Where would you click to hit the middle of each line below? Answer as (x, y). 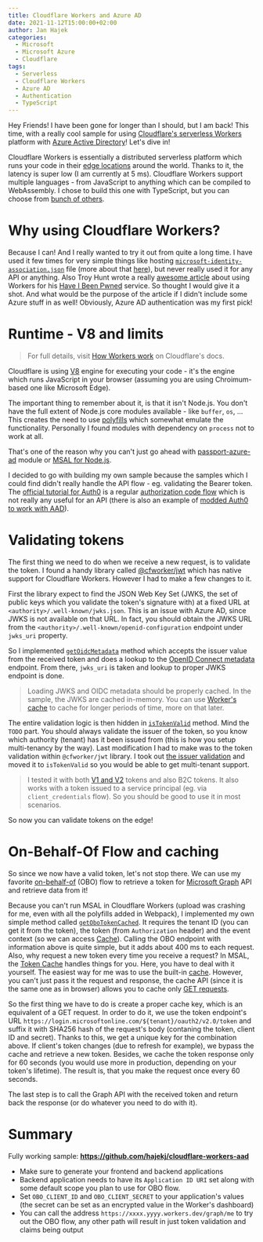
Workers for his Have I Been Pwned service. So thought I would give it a (124, 286)
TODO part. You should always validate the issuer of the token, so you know (128, 731)
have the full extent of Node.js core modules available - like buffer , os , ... (126, 411)
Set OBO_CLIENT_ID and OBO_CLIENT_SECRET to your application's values (131, 1196)
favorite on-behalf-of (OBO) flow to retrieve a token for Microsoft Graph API (130, 882)
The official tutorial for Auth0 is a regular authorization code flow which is (126, 492)
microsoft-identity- (209, 261)
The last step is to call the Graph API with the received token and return (123, 1094)
